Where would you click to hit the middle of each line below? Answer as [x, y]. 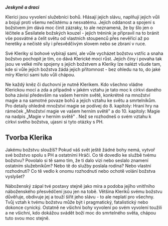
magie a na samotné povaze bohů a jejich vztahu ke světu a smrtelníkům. [81, 100]
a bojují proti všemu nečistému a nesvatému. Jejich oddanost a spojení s [80, 22]
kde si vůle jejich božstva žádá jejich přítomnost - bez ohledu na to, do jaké [83, 69]
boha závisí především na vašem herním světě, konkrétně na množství [78, 95]
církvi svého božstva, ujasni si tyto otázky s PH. [54, 122]
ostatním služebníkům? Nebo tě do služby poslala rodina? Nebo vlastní [78, 166]
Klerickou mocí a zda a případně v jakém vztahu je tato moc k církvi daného [83, 90]
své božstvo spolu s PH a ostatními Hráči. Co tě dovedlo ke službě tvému [81, 155]
